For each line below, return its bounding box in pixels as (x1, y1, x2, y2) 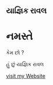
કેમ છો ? (6, 49, 24, 56)
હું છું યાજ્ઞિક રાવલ (6, 61, 44, 68)
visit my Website (6, 73, 45, 80)
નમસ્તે (6, 29, 33, 43)
